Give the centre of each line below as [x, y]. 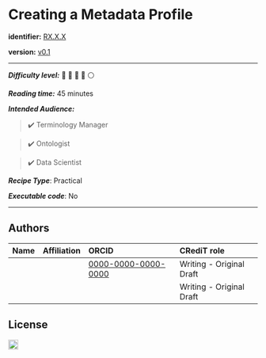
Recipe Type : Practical [46, 181]
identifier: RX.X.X [37, 36]
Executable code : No [43, 196]
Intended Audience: [42, 109]
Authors [29, 229]
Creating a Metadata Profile [101, 15]
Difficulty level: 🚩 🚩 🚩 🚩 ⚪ [51, 75]
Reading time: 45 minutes [51, 93]
